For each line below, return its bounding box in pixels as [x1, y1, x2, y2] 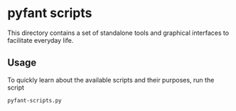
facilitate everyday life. [7, 36, 74, 44]
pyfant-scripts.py [7, 97, 62, 104]
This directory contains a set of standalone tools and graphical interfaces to [7, 28, 230, 37]
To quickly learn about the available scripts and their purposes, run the [7, 75, 215, 84]
